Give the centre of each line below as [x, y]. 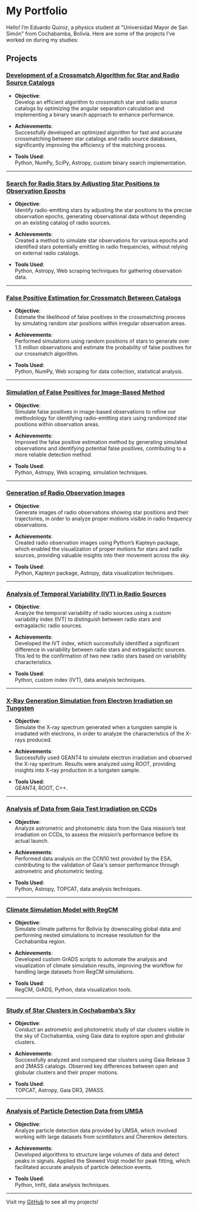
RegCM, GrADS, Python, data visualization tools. [73, 989]
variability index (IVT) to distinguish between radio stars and [88, 619]
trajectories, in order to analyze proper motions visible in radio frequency [103, 518]
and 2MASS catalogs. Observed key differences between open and [96, 1066]
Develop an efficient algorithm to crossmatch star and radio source [96, 102]
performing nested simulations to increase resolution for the [88, 935]
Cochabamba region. [40, 941]
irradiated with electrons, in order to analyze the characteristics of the [99, 734]
